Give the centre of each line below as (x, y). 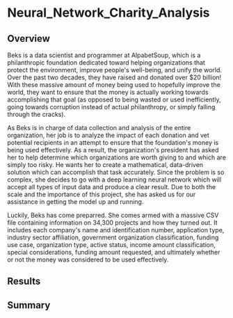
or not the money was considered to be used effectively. (88, 260)
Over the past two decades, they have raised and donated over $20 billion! (114, 77)
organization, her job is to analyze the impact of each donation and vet (109, 135)
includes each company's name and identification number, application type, (116, 230)
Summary (29, 305)
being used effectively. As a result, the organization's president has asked (113, 150)
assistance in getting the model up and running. (75, 202)
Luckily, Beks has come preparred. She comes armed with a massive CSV (113, 215)
